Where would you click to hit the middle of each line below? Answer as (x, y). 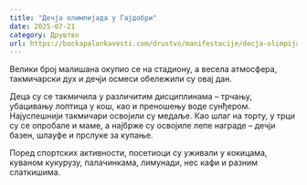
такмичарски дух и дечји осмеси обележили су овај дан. (121, 79)
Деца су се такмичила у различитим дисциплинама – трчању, (131, 97)
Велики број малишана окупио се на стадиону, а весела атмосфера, (143, 69)
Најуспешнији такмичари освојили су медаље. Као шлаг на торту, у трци (152, 116)
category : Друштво (44, 35)
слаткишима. (35, 172)
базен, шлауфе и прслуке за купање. (81, 135)
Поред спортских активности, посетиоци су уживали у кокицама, (138, 153)
